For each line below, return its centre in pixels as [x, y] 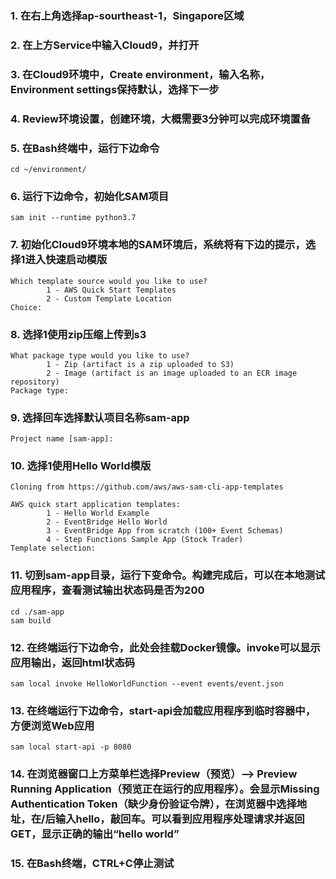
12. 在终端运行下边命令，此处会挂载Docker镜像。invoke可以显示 [165, 647]
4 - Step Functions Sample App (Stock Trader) [145, 540]
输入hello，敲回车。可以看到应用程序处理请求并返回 [179, 819]
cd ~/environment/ [48, 169]
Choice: [26, 307]
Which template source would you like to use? [109, 281]
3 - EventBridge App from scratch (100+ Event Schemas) [165, 531]
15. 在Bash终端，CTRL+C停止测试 [92, 864]
